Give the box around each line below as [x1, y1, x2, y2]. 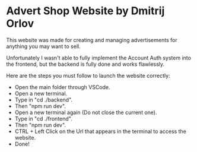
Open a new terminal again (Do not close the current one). [14, 109, 157, 116]
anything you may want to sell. [6, 43, 81, 50]
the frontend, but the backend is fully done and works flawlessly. [6, 61, 165, 68]
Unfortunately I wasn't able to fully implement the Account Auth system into [6, 54, 192, 61]
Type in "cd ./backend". [14, 96, 73, 103]
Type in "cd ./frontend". [14, 115, 72, 122]
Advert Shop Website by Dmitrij [6, 4, 165, 18]
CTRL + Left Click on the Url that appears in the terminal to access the [14, 128, 187, 135]
